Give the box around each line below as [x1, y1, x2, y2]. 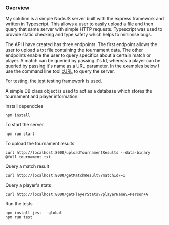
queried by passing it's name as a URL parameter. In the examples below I [5, 63, 159, 69]
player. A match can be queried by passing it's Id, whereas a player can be [5, 58, 161, 64]
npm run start [5, 131, 35, 137]
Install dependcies [5, 103, 44, 109]
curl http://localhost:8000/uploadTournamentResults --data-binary [5, 150, 151, 155]
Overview [5, 4, 30, 11]
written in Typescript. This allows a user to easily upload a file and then [5, 21, 153, 27]
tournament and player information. [5, 93, 79, 100]
